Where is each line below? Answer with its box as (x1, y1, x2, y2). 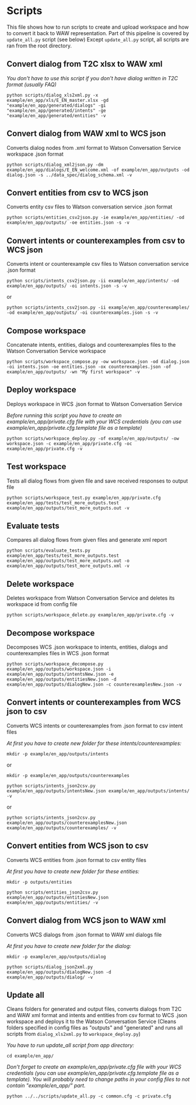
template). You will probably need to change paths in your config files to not (6, 1076, 190, 1083)
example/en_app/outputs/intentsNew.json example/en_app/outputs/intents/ (6, 788, 190, 794)
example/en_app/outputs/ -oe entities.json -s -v (6, 220, 130, 226)
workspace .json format (6, 150, 64, 158)
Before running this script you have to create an (6, 412, 122, 419)
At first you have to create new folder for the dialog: (6, 942, 132, 949)
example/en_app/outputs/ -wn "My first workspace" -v (6, 369, 141, 375)
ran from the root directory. (6, 42, 72, 49)
